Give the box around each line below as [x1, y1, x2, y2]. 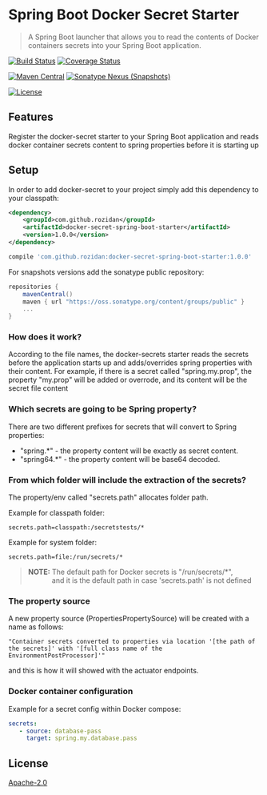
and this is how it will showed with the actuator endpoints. [8, 666, 199, 676]
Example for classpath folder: [8, 508, 106, 518]
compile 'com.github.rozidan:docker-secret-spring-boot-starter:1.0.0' [8, 252, 252, 261]
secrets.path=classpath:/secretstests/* [8, 524, 145, 532]
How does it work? [8, 331, 82, 343]
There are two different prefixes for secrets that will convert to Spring [8, 422, 237, 432]
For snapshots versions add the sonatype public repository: [8, 267, 205, 277]
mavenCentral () [22, 290, 74, 298]
